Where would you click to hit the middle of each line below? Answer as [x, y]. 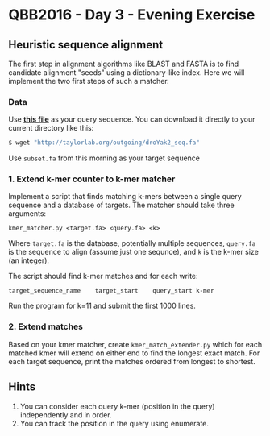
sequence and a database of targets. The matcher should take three [122, 205]
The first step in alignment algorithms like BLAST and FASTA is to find [124, 64]
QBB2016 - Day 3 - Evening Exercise [132, 15]
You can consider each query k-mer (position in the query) [117, 406]
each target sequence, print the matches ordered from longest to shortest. [132, 361]
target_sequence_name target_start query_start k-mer [112, 291]
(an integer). [29, 260]
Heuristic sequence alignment [86, 45]
